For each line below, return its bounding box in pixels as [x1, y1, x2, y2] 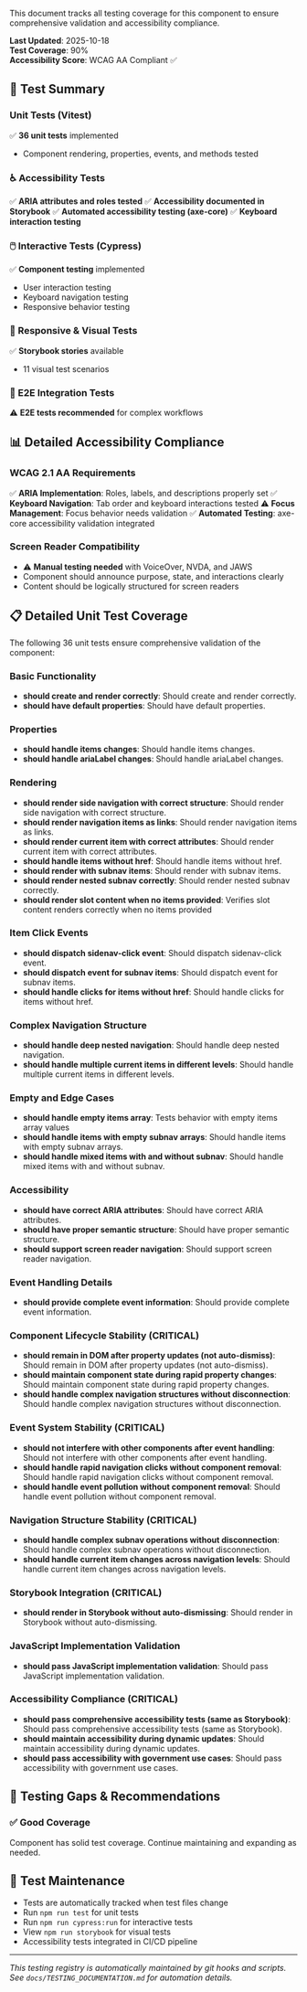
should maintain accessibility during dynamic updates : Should [22, 1732, 265, 1744]
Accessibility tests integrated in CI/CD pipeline [22, 1936, 198, 1947]
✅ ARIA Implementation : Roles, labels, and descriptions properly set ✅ [9, 487, 278, 498]
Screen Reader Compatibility [9, 540, 140, 553]
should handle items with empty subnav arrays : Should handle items [22, 1132, 286, 1143]
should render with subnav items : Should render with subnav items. [22, 865, 281, 876]
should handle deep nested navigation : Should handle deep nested [22, 1039, 281, 1050]
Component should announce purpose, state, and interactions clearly [22, 570, 285, 581]
